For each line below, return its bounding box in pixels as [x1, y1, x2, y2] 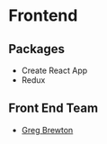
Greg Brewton [21, 124, 74, 135]
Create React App [21, 65, 88, 76]
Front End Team [8, 101, 99, 116]
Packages [8, 41, 65, 57]
